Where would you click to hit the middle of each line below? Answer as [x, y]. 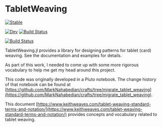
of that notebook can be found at [38, 84]
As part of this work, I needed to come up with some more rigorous [72, 65]
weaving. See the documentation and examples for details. [64, 55]
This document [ [21, 104]
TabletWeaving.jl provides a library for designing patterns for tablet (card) [78, 50]
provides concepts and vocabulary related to [112, 114]
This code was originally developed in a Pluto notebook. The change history [81, 79]
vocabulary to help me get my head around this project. [60, 70]
